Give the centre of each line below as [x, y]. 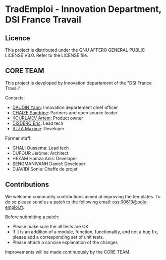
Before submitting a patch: [32, 217]
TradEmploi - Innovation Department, [83, 9]
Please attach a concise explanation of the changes [65, 242]
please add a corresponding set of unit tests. [58, 237]
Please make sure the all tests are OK [50, 226]
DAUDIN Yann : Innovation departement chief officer [65, 107]
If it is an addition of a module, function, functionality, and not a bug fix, [85, 232]
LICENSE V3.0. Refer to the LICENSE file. [47, 55]
